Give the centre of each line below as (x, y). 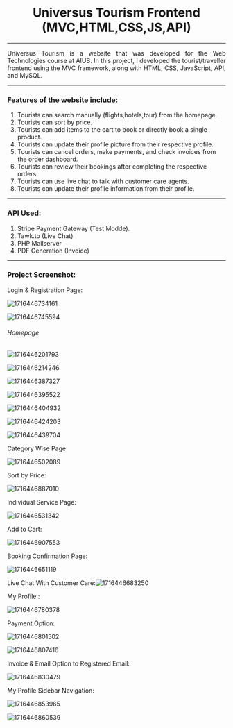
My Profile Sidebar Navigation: (51, 691)
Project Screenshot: (42, 275)
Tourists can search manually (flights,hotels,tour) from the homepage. (117, 115)
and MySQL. (25, 75)
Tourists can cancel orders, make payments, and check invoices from (116, 152)
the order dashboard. (48, 159)
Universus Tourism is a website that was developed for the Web (116, 53)
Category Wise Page (37, 448)
